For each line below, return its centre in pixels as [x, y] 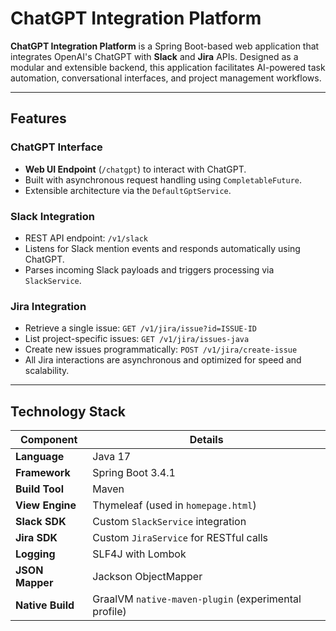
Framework [43, 473]
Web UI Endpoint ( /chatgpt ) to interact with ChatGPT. [135, 169]
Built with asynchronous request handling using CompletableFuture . [163, 179]
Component [48, 440]
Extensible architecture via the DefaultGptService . [128, 190]
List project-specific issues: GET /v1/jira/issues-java [137, 339]
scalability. [47, 371]
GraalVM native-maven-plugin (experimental [197, 599]
